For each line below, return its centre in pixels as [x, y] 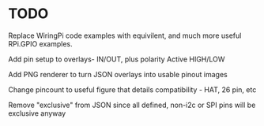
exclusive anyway [37, 113]
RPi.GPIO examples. [40, 43]
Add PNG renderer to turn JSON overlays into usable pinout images [118, 74]
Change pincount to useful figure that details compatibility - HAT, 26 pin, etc [132, 89]
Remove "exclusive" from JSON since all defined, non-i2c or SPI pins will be [132, 105]
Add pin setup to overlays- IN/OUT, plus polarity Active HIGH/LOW [117, 59]
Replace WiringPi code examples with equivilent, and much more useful [125, 35]
